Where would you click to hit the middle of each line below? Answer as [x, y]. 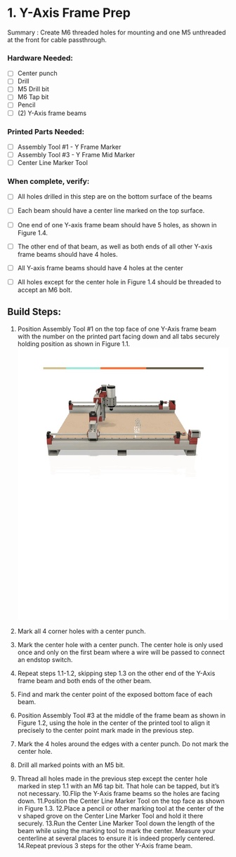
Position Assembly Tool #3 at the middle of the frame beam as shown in [122, 716]
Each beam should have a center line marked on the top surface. [111, 211]
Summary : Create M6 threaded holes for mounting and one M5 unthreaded [117, 32]
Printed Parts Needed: [46, 131]
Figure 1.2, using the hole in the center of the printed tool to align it [114, 723]
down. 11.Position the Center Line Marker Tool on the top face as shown [121, 801]
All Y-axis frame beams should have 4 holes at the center [100, 267]
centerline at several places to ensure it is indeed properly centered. [116, 838]
